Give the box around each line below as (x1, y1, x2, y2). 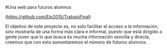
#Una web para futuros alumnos (5, 4, 71, 10)
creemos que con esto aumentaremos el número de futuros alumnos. (5, 39, 148, 45)
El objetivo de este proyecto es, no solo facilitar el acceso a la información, (5, 23, 159, 29)
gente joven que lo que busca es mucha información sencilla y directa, (5, 34, 151, 40)
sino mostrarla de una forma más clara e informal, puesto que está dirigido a (5, 29, 162, 34)
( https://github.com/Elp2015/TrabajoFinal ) (5, 14, 91, 19)
